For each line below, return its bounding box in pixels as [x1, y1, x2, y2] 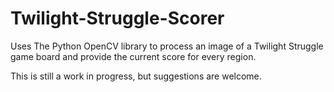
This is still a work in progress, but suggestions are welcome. [10, 70, 262, 82]
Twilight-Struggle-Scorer [10, 7, 225, 30]
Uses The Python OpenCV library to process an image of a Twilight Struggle [10, 40, 324, 52]
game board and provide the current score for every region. [10, 50, 257, 62]
